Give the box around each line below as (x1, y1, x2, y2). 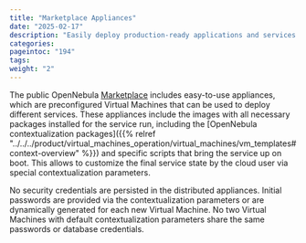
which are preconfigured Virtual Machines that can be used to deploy (9, 99, 271, 110)
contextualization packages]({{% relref (9, 128, 156, 139)
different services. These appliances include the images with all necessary (9, 109, 290, 120)
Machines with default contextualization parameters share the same (9, 214, 265, 225)
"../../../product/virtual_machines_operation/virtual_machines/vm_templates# (9, 138, 297, 149)
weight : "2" (9, 65, 55, 74)
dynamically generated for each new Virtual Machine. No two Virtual (9, 204, 267, 215)
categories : (9, 38, 55, 48)
